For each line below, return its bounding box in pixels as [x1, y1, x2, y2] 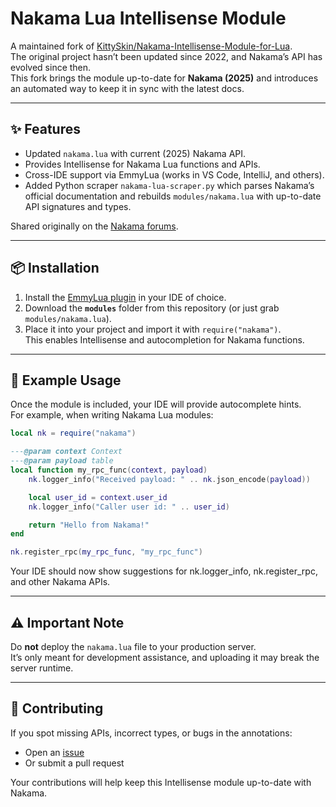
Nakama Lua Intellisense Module [10, 7, 287, 30]
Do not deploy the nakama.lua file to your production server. [10, 640, 257, 652]
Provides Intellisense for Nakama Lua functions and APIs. [24, 158, 261, 170]
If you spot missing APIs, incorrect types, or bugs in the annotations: [10, 727, 293, 739]
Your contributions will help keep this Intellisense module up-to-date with [10, 776, 312, 788]
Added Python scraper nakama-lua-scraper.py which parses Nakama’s [24, 179, 315, 191]
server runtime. [10, 662, 74, 674]
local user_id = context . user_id [28, 492, 168, 502]
